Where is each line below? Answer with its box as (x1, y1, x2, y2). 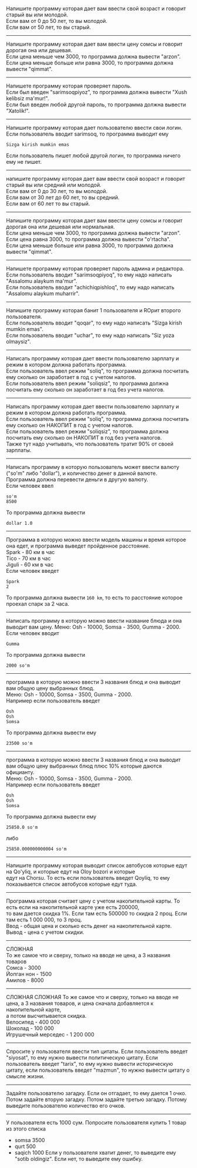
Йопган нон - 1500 (6, 971, 52, 977)
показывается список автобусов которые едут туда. (6, 880, 138, 887)
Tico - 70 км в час (6, 555, 51, 562)
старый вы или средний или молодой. (6, 181, 101, 188)
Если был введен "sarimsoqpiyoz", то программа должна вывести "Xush (6, 89, 188, 96)
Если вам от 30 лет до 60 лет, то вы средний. (6, 194, 120, 201)
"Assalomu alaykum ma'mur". (6, 278, 77, 284)
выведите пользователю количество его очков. (6, 1102, 125, 1109)
